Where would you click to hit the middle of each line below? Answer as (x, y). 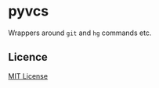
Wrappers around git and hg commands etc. (80, 33)
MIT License (28, 76)
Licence (28, 57)
